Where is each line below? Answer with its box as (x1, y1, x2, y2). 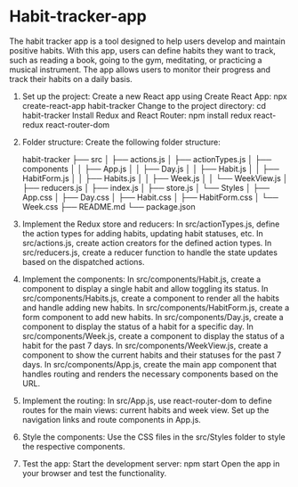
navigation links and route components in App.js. (21, 414, 202, 425)
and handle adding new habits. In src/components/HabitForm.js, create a (21, 301, 290, 313)
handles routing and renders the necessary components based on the (21, 368, 278, 379)
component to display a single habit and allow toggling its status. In (21, 283, 269, 293)
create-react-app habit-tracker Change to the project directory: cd (21, 100, 267, 111)
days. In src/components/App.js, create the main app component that (21, 359, 278, 369)
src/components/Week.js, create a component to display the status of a (21, 330, 285, 341)
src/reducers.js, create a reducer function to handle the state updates (21, 247, 278, 258)
